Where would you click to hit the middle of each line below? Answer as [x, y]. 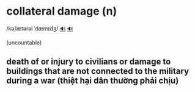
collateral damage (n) [62, 11]
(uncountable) [24, 42]
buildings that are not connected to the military [98, 71]
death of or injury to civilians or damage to [89, 62]
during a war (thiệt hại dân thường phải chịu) [93, 81]
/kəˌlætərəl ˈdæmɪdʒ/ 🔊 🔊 [40, 28]
